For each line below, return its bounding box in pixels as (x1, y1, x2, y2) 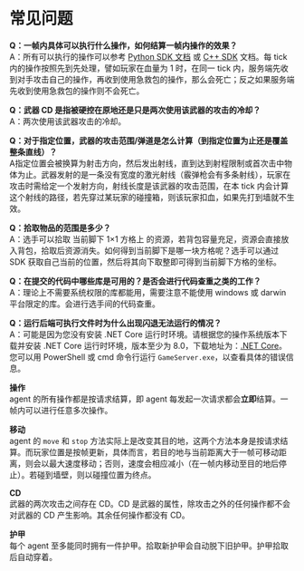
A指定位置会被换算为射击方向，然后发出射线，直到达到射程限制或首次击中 (9, 158, 285, 169)
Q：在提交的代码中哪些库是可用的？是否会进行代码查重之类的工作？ (9, 276, 261, 286)
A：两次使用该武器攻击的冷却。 (9, 115, 127, 127)
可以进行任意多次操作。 (24, 404, 113, 415)
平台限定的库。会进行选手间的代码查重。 (9, 298, 160, 309)
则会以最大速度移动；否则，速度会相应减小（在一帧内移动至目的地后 (24, 458, 279, 469)
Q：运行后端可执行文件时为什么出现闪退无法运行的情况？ (9, 317, 222, 328)
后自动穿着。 (9, 551, 57, 562)
